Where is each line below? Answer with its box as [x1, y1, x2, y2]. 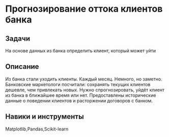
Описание [5, 62, 39, 71]
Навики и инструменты [5, 113, 84, 121]
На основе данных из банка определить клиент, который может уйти [5, 48, 156, 53]
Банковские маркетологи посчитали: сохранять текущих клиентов [5, 81, 151, 87]
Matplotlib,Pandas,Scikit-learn [5, 126, 69, 132]
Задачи [5, 34, 31, 43]
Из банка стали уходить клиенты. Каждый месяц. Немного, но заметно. [5, 76, 162, 82]
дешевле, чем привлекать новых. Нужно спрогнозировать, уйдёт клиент [5, 87, 164, 93]
